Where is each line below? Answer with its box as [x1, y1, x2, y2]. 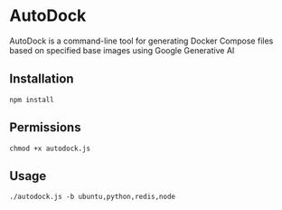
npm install [9, 95, 54, 104]
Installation [9, 72, 74, 87]
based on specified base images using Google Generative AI [9, 44, 235, 55]
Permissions [9, 119, 81, 136]
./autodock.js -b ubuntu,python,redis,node [9, 192, 176, 202]
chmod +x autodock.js [9, 144, 91, 153]
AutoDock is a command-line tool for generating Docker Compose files [9, 35, 274, 46]
